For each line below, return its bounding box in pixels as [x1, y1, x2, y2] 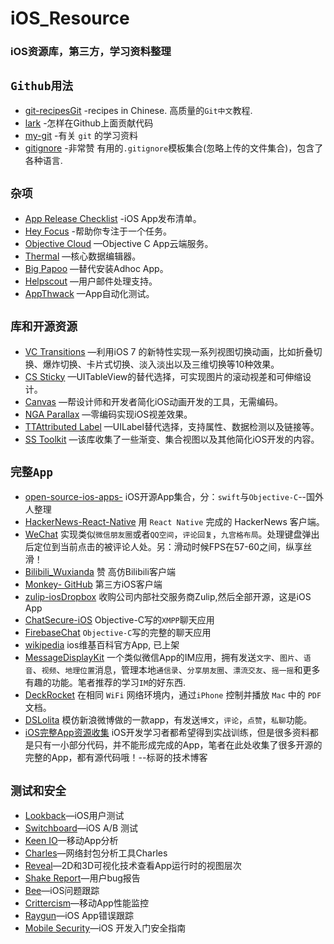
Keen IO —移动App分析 [24, 835, 119, 847]
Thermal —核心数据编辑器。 [24, 250, 142, 262]
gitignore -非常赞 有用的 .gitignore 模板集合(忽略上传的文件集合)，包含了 [24, 142, 324, 154]
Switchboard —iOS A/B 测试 [24, 822, 139, 834]
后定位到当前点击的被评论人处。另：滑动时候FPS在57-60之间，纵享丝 [24, 541, 313, 553]
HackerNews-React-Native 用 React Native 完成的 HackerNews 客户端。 [24, 516, 325, 528]
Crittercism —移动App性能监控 [24, 897, 149, 909]
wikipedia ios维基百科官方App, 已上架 [24, 639, 180, 651]
